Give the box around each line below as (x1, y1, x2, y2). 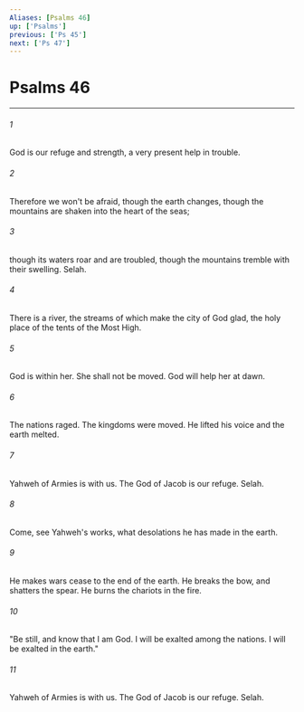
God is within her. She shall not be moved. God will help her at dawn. (9, 371, 265, 382)
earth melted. (9, 429, 60, 440)
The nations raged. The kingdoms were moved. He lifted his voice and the (9, 420, 285, 431)
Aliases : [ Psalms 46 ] (9, 13, 91, 23)
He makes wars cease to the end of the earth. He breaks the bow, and (9, 575, 271, 586)
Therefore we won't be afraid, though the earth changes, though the (9, 195, 264, 206)
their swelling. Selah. (9, 263, 88, 274)
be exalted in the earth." (9, 643, 100, 654)
